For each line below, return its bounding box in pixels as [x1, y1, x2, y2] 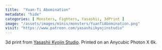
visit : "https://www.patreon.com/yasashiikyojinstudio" [5, 26, 124, 31]
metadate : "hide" [5, 12, 42, 17]
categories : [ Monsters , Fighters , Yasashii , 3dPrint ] [5, 16, 124, 21]
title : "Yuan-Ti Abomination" [5, 7, 71, 12]
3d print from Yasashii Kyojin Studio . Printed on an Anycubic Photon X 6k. [5, 39, 157, 45]
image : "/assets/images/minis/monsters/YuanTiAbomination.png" [5, 21, 140, 26]
